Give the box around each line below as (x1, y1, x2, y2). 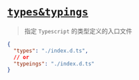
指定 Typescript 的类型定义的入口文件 (24, 26, 133, 35)
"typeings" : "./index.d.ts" (13, 60, 95, 67)
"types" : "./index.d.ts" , (13, 47, 89, 54)
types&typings (7, 6, 89, 19)
